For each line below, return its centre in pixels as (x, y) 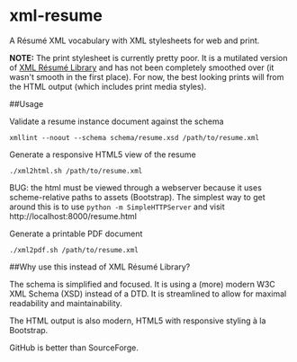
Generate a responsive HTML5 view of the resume (103, 155)
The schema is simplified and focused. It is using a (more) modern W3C (143, 284)
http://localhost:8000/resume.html (73, 216)
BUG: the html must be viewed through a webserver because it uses (136, 187)
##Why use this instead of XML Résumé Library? (100, 267)
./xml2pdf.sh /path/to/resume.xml (74, 250)
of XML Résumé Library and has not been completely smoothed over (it (142, 67)
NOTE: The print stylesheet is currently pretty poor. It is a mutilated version (148, 57)
